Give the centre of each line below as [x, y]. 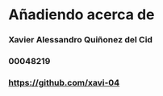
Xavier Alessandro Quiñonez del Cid [81, 40]
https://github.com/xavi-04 [64, 82]
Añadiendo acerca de [81, 15]
